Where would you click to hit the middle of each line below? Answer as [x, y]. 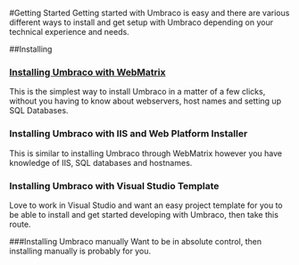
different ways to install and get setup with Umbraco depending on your [141, 22]
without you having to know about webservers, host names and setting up [145, 101]
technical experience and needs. [69, 32]
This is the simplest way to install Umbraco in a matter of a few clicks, [137, 92]
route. [20, 224]
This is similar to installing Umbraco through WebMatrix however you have [146, 153]
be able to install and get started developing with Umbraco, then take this [144, 214]
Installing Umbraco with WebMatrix [87, 72]
